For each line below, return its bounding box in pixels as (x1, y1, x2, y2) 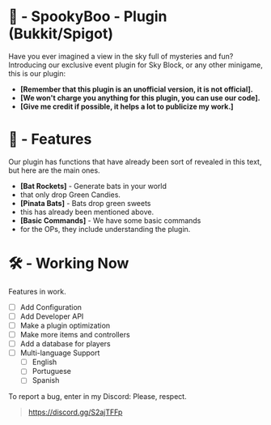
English (32, 357, 57, 367)
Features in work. (8, 286, 66, 296)
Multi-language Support (19, 348, 100, 358)
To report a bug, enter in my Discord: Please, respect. (8, 392, 188, 401)
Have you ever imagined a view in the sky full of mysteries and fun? (8, 51, 234, 61)
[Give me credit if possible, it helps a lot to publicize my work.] (19, 101, 234, 111)
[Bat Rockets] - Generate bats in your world (19, 181, 167, 191)
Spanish (32, 376, 60, 385)
